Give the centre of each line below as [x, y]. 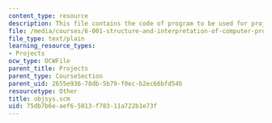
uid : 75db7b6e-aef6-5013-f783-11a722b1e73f [83, 106]
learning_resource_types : [52, 46]
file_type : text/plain [47, 38]
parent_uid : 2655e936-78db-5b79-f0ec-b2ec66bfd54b [96, 83]
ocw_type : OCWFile [39, 61]
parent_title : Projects [49, 69]
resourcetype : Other [43, 91]
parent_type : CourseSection [56, 76]
